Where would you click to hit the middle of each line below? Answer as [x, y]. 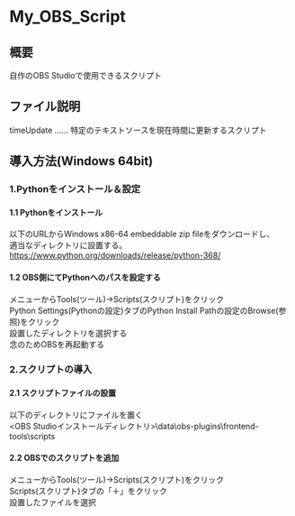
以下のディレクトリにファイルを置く [76, 415]
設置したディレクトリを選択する [68, 333]
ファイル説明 [45, 107]
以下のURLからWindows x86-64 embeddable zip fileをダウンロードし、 [142, 234]
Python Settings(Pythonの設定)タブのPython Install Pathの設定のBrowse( [144, 310]
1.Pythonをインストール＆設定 [75, 189]
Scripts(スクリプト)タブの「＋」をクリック [89, 491]
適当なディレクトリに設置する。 [68, 245]
